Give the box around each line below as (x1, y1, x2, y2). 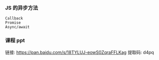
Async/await (5, 25, 30, 30)
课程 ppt (5, 37, 25, 44)
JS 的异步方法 (5, 4, 38, 11)
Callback (5, 16, 23, 21)
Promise (5, 20, 21, 25)
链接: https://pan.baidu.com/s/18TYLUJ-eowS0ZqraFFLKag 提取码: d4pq (5, 49, 155, 55)
